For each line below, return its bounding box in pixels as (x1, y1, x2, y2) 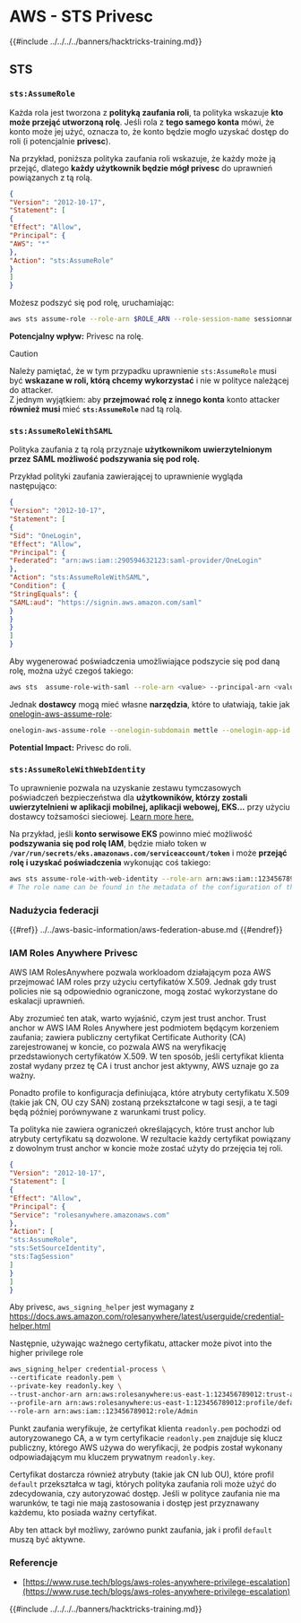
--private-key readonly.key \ (9, 1382, 123, 1391)
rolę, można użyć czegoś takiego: (9, 665, 134, 676)
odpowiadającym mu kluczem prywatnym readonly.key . (9, 1451, 216, 1462)
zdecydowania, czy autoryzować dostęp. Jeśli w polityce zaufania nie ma (9, 1488, 280, 1498)
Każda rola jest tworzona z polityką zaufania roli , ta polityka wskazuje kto (9, 107, 284, 117)
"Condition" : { (9, 581, 66, 591)
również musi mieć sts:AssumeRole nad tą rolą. (9, 404, 183, 414)
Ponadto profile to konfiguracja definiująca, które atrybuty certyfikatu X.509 (9, 1088, 289, 1098)
